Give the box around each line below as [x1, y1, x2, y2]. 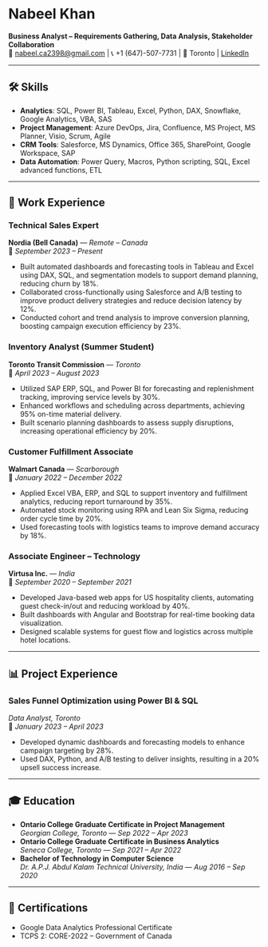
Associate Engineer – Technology [8, 550, 141, 561]
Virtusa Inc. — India [8, 569, 76, 578]
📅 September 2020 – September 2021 [8, 577, 132, 587]
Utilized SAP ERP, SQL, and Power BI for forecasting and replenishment [19, 383, 254, 393]
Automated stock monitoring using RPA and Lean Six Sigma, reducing [19, 505, 249, 515]
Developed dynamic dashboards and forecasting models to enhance [19, 737, 245, 747]
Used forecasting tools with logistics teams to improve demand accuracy [19, 522, 260, 532]
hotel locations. [19, 635, 71, 645]
